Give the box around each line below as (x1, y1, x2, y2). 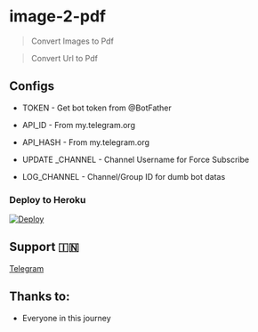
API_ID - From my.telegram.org (21, 119, 136, 130)
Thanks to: (9, 289, 70, 304)
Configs (9, 78, 55, 94)
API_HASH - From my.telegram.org (21, 136, 149, 148)
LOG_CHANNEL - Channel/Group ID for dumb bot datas (21, 171, 226, 182)
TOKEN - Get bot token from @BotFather (21, 102, 172, 113)
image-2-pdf (9, 6, 107, 27)
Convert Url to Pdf (30, 53, 98, 63)
